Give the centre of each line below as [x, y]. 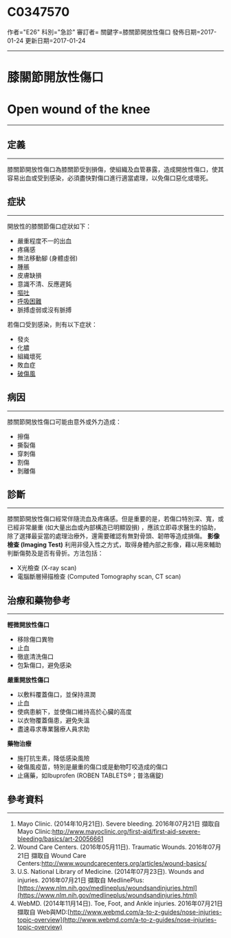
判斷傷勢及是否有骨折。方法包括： [55, 553]
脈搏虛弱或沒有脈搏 [44, 309]
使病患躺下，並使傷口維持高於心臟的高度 [74, 712]
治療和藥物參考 [39, 600]
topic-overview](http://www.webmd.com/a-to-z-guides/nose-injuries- [117, 919]
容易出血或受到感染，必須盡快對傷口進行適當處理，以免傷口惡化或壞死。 [109, 178]
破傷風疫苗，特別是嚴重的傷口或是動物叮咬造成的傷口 [92, 767]
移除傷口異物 [35, 640]
